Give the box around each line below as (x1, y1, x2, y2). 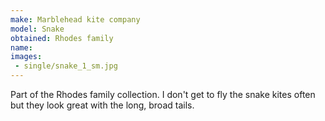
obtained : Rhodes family (10, 33, 114, 43)
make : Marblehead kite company (10, 14, 141, 25)
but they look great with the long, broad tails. (10, 99, 195, 111)
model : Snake (10, 24, 65, 34)
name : (10, 42, 33, 53)
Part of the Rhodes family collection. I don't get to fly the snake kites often (10, 89, 316, 100)
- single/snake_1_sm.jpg (14, 61, 118, 71)
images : (10, 52, 43, 62)
